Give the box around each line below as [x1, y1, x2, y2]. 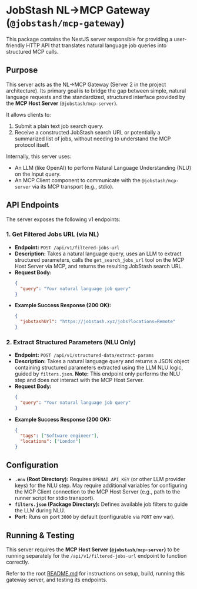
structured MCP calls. [6, 48, 59, 55]
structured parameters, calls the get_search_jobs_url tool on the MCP [14, 256, 185, 263]
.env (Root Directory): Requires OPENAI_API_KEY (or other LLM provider [14, 476, 186, 483]
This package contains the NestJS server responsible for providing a [6, 35, 173, 42]
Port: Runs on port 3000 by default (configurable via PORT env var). [14, 514, 175, 521]
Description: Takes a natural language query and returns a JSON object [14, 358, 189, 365]
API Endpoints [6, 200, 59, 210]
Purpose [6, 65, 38, 75]
